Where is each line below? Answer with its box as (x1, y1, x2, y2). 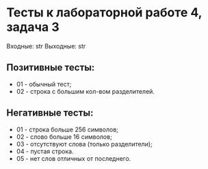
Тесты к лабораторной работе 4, (6, 5, 203, 21)
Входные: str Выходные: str (6, 42, 86, 50)
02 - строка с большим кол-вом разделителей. (16, 87, 155, 95)
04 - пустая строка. (16, 147, 74, 155)
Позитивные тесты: (6, 62, 95, 73)
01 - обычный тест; (16, 80, 72, 88)
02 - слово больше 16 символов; (16, 132, 112, 141)
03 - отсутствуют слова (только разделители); (16, 140, 153, 148)
